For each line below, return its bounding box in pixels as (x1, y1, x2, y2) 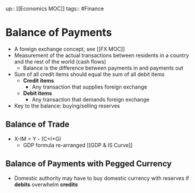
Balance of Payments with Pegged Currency (5, 159, 172, 169)
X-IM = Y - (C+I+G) (14, 135, 62, 142)
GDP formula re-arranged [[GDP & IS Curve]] (23, 141, 133, 148)
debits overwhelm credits (14, 181, 78, 188)
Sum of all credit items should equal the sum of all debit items (14, 71, 165, 78)
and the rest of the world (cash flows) (14, 58, 107, 65)
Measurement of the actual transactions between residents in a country (14, 52, 189, 59)
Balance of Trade (5, 119, 70, 129)
